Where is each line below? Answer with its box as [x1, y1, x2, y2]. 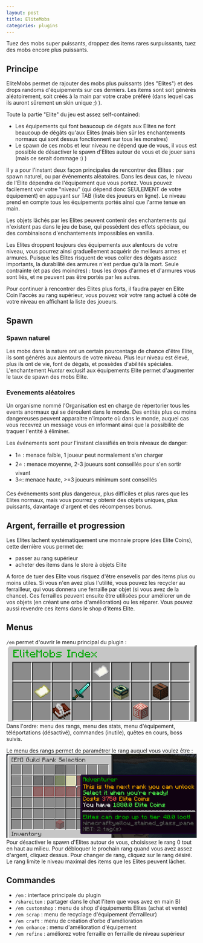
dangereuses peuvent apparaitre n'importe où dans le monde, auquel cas [6, 415, 189, 422]
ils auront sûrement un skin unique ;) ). [6, 99, 103, 106]
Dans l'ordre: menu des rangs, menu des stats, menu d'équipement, [6, 723, 176, 730]
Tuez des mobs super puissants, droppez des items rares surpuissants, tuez [6, 40, 196, 47]
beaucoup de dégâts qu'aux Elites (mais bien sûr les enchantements [14, 129, 185, 136]
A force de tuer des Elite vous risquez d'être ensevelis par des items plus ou [6, 572, 196, 580]
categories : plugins [6, 22, 59, 28]
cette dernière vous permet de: [6, 543, 83, 550]
